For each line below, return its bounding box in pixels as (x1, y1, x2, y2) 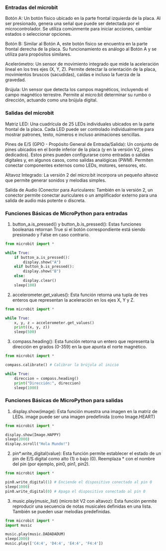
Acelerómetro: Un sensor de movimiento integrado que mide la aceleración (5, 61, 159, 67)
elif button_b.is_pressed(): (14, 264, 75, 269)
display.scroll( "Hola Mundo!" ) (5, 441, 70, 446)
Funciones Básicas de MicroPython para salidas (5, 397, 123, 404)
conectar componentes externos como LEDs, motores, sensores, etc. (5, 162, 148, 168)
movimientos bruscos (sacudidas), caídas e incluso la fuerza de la (5, 72, 141, 78)
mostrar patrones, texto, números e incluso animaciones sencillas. (5, 131, 141, 137)
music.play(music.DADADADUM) (5, 532, 66, 537)
